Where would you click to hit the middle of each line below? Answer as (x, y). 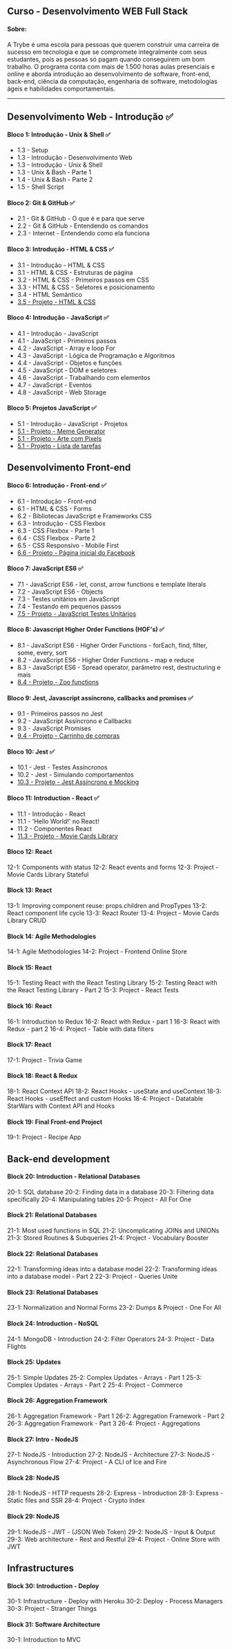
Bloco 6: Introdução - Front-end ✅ (57, 485)
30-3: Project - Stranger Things (52, 1609)
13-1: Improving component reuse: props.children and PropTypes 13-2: (107, 906)
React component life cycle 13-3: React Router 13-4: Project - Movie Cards (113, 913)
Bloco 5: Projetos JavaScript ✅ (52, 408)
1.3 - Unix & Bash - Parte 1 (54, 172)
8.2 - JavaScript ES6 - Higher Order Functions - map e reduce (106, 660)
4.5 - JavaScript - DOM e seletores (67, 370)
